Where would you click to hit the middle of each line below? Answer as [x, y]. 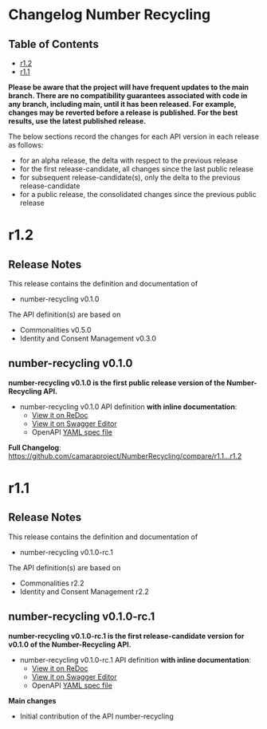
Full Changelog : [35, 447]
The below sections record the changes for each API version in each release [133, 136]
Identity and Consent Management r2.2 [84, 591]
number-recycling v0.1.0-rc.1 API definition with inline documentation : [135, 660]
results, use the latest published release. [77, 121]
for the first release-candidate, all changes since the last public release [136, 169]
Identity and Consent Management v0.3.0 [88, 338]
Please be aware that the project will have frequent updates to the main [129, 87]
